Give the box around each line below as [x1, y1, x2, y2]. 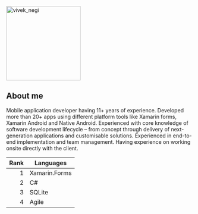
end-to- [172, 132, 192, 139]
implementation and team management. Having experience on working [17, 138, 191, 145]
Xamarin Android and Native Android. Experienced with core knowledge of [6, 119, 188, 127]
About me [6, 91, 43, 101]
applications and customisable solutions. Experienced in [33, 132, 172, 139]
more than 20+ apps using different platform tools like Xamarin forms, [6, 113, 177, 120]
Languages [34, 159, 67, 167]
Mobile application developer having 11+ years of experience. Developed [6, 106, 184, 114]
